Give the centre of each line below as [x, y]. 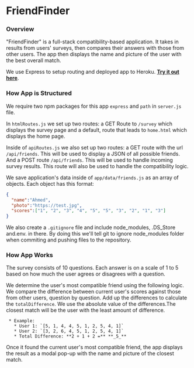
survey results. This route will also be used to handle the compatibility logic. [97, 166]
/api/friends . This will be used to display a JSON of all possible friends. [93, 154]
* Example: [22, 321]
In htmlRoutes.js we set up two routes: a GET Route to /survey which [89, 124]
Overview [20, 29]
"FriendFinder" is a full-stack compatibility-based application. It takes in [93, 42]
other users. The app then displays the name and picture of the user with [94, 54]
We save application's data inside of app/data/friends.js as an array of [93, 178]
